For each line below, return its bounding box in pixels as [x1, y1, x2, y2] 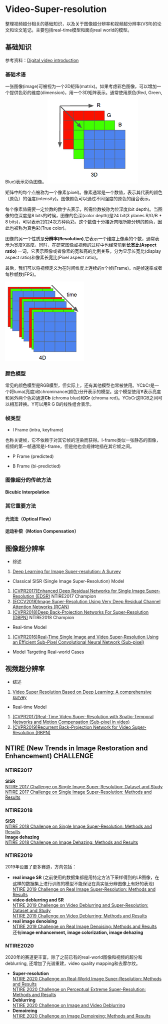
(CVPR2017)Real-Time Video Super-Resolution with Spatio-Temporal [12, 713, 154, 719]
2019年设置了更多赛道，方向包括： [5, 864, 76, 870]
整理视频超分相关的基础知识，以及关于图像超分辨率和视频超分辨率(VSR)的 [5, 21, 157, 27]
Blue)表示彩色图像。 [5, 179, 47, 185]
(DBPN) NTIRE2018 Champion [12, 615, 74, 621]
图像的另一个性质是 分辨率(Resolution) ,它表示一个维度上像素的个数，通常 [5, 236, 155, 242]
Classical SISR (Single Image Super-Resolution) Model [12, 578, 124, 584]
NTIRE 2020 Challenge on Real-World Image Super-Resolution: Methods [12, 976, 161, 982]
